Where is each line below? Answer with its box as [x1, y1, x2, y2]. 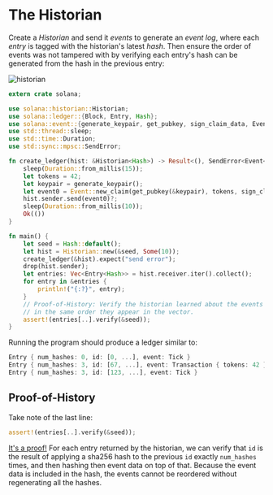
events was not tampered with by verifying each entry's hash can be [8, 50, 238, 59]
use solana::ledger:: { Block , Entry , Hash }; [8, 112, 158, 120]
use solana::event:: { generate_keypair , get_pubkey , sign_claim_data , [8, 119, 249, 128]
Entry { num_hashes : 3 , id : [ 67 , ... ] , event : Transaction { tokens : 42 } [8, 361, 267, 369]
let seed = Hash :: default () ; [23, 240, 122, 248]
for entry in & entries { [23, 278, 107, 286]
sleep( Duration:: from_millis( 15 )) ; [23, 164, 144, 172]
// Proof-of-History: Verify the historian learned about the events [23, 300, 264, 308]
